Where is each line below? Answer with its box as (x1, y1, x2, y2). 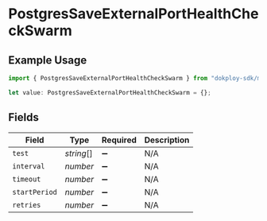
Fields (8, 111, 40, 124)
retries (12, 200, 41, 209)
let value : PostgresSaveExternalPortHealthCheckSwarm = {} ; (8, 88, 212, 96)
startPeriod (12, 188, 58, 196)
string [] (64, 148, 93, 159)
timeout (12, 174, 41, 184)
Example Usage (8, 53, 87, 67)
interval (12, 161, 45, 171)
